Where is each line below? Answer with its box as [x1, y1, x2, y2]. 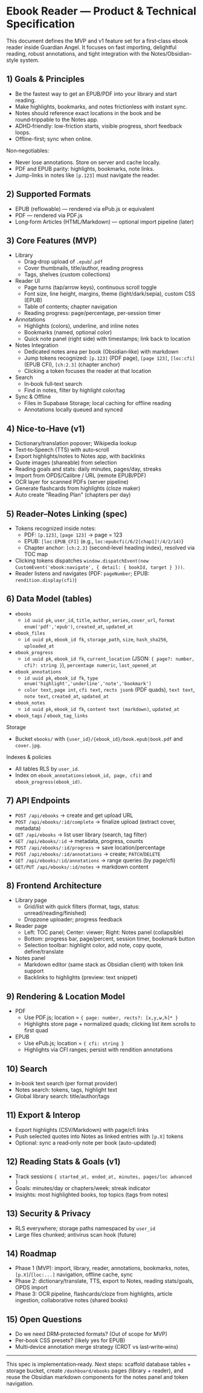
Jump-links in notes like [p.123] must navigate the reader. [14, 171, 160, 179]
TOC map [24, 551, 48, 558]
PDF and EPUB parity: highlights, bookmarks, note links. [14, 165, 155, 172]
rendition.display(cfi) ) [14, 577, 77, 583]
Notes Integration [14, 342, 59, 349]
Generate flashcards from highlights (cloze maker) [14, 485, 141, 492]
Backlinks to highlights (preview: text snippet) [24, 974, 138, 981]
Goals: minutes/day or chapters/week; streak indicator [14, 1184, 151, 1191]
